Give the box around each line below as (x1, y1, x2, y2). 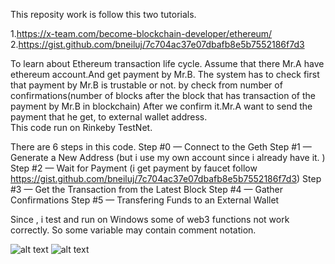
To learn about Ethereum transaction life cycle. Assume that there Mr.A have (10, 58, 325, 69)
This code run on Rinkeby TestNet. (10, 122, 153, 133)
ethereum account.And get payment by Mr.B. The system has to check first (10, 69, 320, 80)
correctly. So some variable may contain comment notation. (10, 224, 257, 236)
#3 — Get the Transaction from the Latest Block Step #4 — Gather (10, 184, 284, 195)
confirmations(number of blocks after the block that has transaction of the (10, 90, 316, 101)
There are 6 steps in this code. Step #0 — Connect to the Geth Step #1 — (10, 141, 312, 153)
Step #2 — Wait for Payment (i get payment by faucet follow (10, 162, 258, 174)
